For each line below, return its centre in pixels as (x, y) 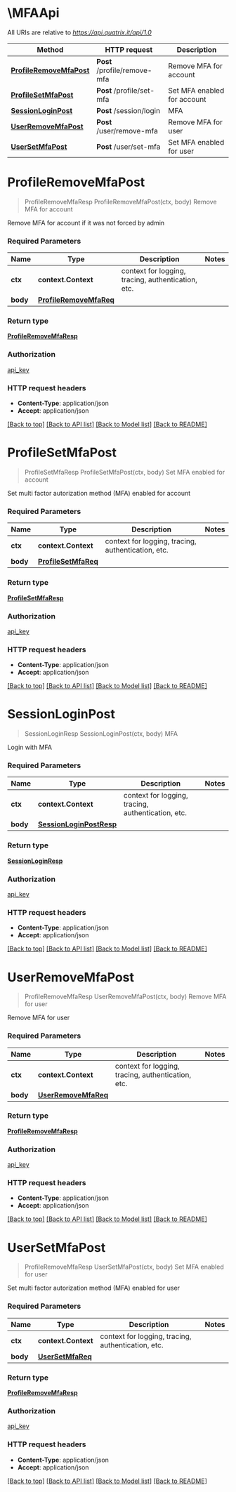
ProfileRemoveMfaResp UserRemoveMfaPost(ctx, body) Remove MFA (125, 997)
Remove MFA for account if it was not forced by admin (86, 223)
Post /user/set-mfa (128, 147)
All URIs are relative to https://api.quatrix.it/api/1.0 (80, 32)
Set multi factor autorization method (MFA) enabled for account (99, 493)
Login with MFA (30, 747)
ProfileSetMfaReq (68, 562)
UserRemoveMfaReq (73, 1095)
